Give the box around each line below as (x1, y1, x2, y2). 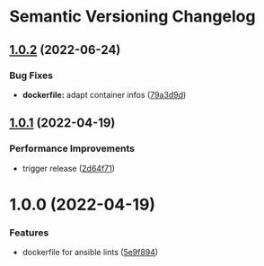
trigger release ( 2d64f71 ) (22, 163, 115, 173)
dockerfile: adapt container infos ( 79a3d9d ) (22, 89, 187, 100)
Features (9, 226, 49, 239)
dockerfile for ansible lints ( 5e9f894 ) (22, 247, 159, 258)
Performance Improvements (9, 142, 136, 155)
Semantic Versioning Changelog (9, 6, 256, 27)
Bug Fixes (9, 69, 54, 82)
